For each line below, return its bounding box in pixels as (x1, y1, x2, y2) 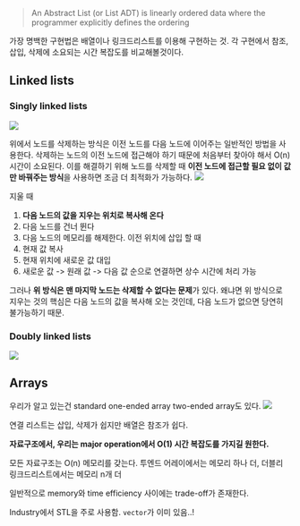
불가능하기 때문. (9, 307, 65, 318)
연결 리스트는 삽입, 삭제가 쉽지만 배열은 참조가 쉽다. (9, 420, 188, 430)
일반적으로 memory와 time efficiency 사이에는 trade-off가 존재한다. (9, 488, 249, 498)
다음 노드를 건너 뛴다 (21, 221, 95, 232)
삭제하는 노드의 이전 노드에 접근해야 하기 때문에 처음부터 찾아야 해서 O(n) (35, 149, 291, 160)
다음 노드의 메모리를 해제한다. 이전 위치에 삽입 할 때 (21, 232, 201, 242)
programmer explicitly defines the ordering (30, 17, 190, 28)
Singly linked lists (9, 100, 88, 113)
